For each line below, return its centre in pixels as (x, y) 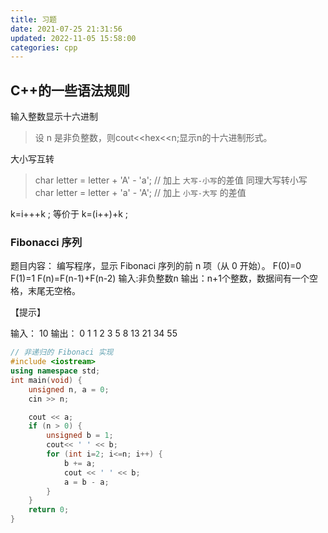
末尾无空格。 (54, 291)
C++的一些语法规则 (70, 90)
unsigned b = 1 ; (80, 436)
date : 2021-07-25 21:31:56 (66, 29)
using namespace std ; (55, 371)
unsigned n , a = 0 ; (69, 389)
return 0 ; (49, 510)
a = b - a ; (86, 482)
